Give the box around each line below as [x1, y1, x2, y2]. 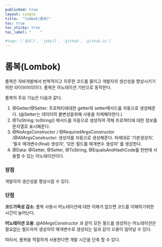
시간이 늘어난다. [5, 210, 36, 216]
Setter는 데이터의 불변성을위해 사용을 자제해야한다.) [24, 111, 123, 117]
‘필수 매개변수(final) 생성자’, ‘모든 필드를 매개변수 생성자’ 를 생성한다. [12, 141, 142, 146]
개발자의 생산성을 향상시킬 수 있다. [5, 179, 70, 185]
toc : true [5, 21, 25, 26]
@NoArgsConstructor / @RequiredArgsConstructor [12, 129, 115, 135]
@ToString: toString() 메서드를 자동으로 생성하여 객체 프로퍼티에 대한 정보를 [12, 117, 157, 123]
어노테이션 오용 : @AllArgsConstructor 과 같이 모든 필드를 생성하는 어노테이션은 [5, 220, 157, 226]
